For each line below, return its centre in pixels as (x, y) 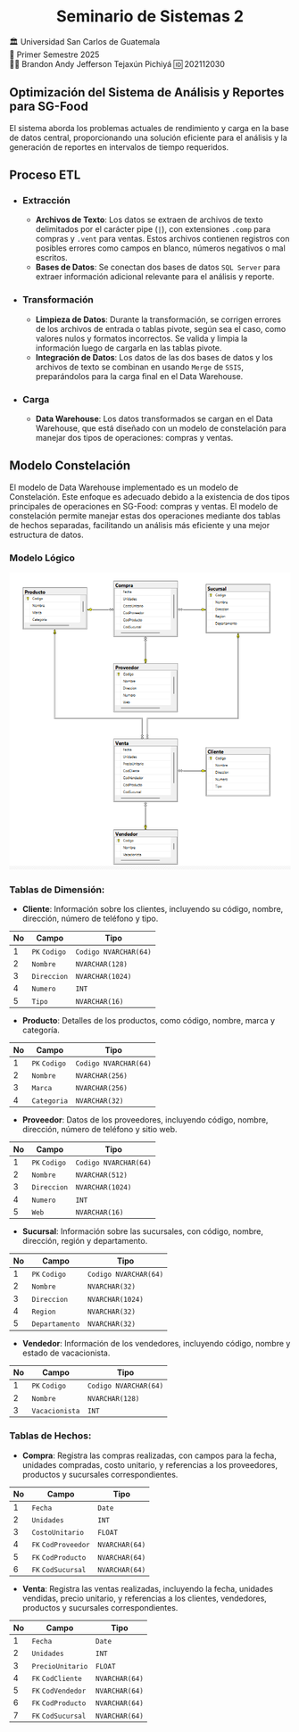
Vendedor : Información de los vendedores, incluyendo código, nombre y (156, 1343)
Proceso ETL (45, 175)
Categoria (50, 1101)
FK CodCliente (57, 1678)
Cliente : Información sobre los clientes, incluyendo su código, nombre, (153, 908)
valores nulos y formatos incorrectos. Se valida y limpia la (141, 338)
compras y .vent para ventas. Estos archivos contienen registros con (162, 239)
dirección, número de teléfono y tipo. (90, 918)
